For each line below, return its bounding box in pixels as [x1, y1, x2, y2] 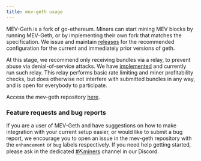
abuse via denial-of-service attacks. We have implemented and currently [6, 62, 187, 70]
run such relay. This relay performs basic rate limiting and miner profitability [6, 68, 194, 76]
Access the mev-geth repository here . [6, 93, 100, 100]
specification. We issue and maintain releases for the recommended [6, 38, 175, 45]
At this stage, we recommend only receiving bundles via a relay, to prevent [6, 56, 191, 63]
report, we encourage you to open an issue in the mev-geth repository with [6, 135, 192, 142]
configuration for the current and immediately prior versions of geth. [6, 44, 175, 52]
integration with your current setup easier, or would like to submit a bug [6, 128, 183, 135]
